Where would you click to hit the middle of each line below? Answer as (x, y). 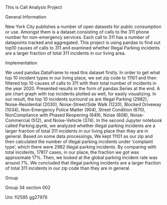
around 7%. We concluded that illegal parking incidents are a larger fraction (83, 163)
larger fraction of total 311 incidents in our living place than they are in (77, 131)
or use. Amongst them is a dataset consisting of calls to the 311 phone (77, 32)
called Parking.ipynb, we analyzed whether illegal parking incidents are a (80, 125)
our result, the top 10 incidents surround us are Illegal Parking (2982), (77, 99)
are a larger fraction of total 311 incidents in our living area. (65, 53)
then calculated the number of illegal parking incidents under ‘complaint (79, 141)
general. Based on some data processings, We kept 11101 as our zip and (79, 136)
